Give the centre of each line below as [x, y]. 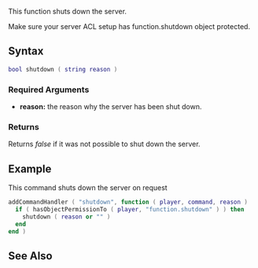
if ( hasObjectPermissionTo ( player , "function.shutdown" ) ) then [130, 209]
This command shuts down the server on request [88, 188]
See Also [30, 256]
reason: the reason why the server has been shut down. [111, 106]
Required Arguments [49, 90]
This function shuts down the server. [68, 11]
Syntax [26, 51]
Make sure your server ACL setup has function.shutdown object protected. [129, 26]
